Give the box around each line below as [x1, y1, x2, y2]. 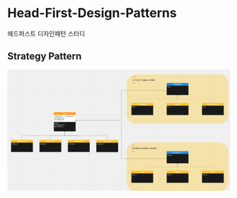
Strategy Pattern [7, 50, 82, 62]
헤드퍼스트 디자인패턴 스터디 [7, 29, 86, 38]
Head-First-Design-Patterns [7, 5, 177, 21]
